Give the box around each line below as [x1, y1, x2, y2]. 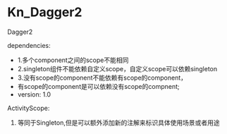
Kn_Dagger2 [7, 4, 82, 20]
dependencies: [7, 41, 51, 49]
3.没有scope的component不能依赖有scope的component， [17, 73, 188, 82]
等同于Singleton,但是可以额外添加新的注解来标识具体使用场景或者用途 [17, 118, 220, 127]
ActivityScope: [7, 104, 50, 112]
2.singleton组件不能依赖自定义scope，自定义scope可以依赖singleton [17, 64, 217, 73]
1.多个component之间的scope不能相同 [17, 56, 129, 64]
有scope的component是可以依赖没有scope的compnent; [17, 82, 180, 90]
